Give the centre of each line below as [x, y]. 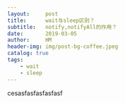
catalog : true [28, 54]
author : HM [30, 40]
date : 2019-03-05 [42, 34]
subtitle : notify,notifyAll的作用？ [63, 27]
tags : [15, 60]
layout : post [33, 14]
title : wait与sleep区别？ [51, 20]
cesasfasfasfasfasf [35, 93]
